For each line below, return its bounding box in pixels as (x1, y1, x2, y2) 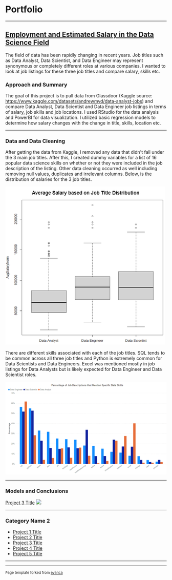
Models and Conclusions (5, 487, 69, 494)
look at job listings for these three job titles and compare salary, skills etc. (5, 68, 160, 74)
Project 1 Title (12, 529, 42, 535)
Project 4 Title (12, 545, 42, 551)
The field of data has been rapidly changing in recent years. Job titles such (5, 52, 164, 58)
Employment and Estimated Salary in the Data (5, 30, 155, 39)
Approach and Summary (5, 81, 68, 88)
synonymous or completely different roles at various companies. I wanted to (5, 63, 166, 69)
